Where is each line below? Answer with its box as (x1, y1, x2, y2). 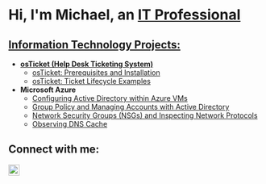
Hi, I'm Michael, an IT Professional (8, 6, 241, 24)
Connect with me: (8, 143, 100, 157)
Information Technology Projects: (8, 38, 181, 52)
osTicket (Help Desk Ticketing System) (19, 59, 154, 69)
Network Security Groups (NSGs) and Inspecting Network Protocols (31, 111, 258, 120)
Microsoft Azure (19, 85, 77, 94)
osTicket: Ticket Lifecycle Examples (31, 77, 152, 86)
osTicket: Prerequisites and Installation (31, 68, 161, 77)
